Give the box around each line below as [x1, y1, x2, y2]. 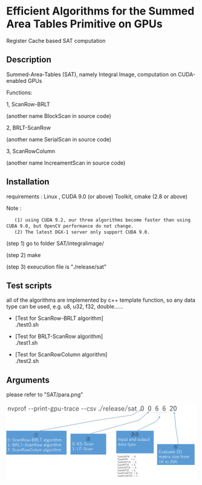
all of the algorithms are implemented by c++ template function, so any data [6, 296, 195, 304]
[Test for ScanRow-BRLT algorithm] [15, 314, 104, 322]
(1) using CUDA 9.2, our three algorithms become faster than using [14, 216, 191, 223]
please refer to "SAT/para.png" [6, 391, 83, 399]
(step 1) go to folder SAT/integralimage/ [6, 239, 105, 247]
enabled [6, 77, 27, 84]
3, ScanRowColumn [6, 147, 56, 155]
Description [6, 54, 51, 65]
